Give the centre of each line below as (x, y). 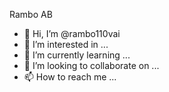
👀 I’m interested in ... (66, 44)
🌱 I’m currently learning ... (77, 55)
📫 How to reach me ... (70, 77)
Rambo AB (31, 14)
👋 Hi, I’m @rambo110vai (72, 33)
